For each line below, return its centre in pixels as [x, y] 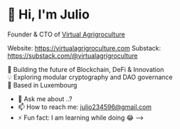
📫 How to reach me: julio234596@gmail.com [84, 107]
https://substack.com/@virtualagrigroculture [73, 56]
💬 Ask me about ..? [45, 98]
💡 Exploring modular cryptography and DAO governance [90, 77]
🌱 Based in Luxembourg [42, 85]
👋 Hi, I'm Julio [49, 15]
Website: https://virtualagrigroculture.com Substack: [84, 48]
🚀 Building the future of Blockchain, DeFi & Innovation [86, 69]
